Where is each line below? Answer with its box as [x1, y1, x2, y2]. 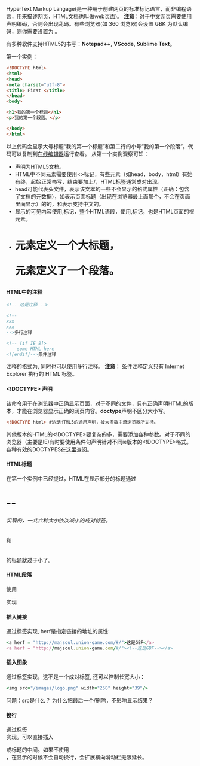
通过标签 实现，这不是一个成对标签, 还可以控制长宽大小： [6, 673, 145, 680]
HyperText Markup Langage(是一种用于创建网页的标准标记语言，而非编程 [6, 5, 187, 12]
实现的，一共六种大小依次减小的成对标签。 [6, 517, 111, 524]
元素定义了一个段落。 [14, 264, 120, 277]
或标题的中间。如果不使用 [6, 746, 69, 753]
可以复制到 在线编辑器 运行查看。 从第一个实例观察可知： [11, 150, 149, 157]
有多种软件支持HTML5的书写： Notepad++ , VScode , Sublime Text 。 [6, 41, 175, 47]
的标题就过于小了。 [6, 556, 54, 564]
